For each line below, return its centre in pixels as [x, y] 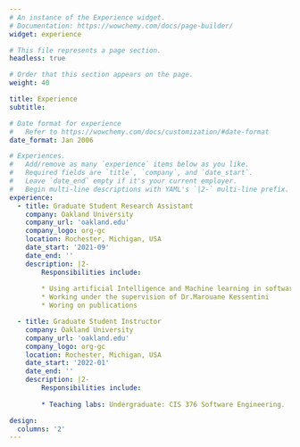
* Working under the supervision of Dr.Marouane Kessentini [155, 297]
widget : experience [46, 34]
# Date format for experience [66, 123]
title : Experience [43, 99]
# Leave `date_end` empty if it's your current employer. [124, 181]
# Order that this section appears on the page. [101, 75]
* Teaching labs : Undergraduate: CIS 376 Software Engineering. [163, 404]
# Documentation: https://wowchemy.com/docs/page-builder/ [121, 26]
